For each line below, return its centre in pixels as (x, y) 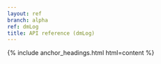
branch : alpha (28, 20)
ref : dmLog (23, 26)
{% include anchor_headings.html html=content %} (81, 53)
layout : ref (24, 14)
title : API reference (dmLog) (51, 33)
